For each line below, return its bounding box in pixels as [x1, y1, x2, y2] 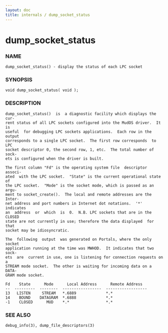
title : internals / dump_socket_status [5, 12, 90, 17]
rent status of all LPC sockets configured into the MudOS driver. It [5, 120, 161, 126]
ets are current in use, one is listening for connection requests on [5, 255, 163, 260]
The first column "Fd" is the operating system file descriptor [5, 165, 147, 170]
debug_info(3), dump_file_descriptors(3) [5, 323, 95, 328]
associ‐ [5, 170, 22, 175]
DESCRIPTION [5, 99, 41, 107]
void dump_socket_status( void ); [5, 88, 79, 93]
